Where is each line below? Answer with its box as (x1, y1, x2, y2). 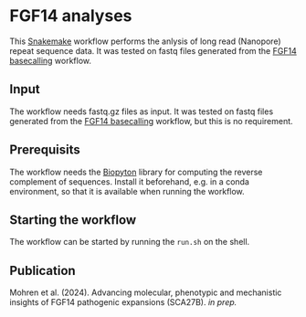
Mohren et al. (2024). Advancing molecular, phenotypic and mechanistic (9, 287, 282, 298)
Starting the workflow (9, 212, 137, 227)
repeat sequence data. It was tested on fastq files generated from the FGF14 (9, 45, 297, 56)
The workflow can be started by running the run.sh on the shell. (9, 237, 250, 248)
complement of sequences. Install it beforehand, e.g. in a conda (9, 175, 249, 187)
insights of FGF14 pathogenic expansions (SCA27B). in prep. (9, 297, 237, 308)
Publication (9, 262, 76, 279)
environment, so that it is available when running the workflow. (9, 185, 245, 196)
